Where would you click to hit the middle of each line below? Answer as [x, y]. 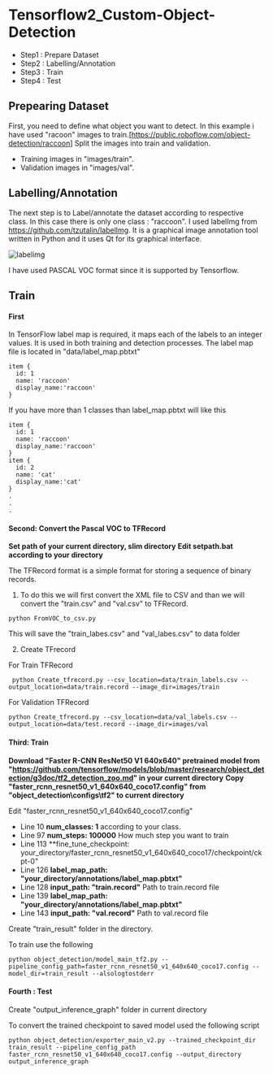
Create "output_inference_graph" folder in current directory [108, 1009]
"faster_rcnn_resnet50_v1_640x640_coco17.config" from [107, 786]
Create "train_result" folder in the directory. [81, 928]
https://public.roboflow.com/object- [191, 134]
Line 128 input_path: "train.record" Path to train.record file [119, 887]
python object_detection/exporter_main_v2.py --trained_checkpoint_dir [132, 1040]
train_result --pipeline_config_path [72, 1047]
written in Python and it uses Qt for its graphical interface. [105, 238]
